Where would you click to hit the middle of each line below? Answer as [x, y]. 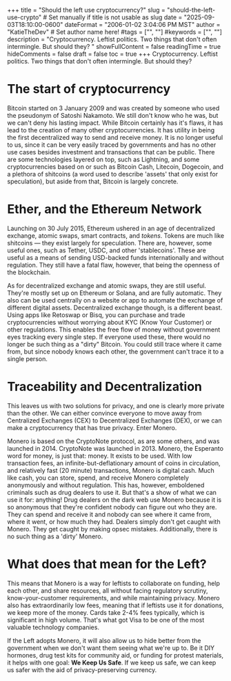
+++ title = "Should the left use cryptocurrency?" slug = [86, 10]
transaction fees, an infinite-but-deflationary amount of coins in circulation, [114, 463]
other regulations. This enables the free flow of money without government [114, 329]
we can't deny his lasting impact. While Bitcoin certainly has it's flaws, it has [115, 123]
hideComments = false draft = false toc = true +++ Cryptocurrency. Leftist [113, 54]
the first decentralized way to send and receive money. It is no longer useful [115, 137]
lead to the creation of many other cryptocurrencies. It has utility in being [111, 130]
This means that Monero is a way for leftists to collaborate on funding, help [114, 583]
